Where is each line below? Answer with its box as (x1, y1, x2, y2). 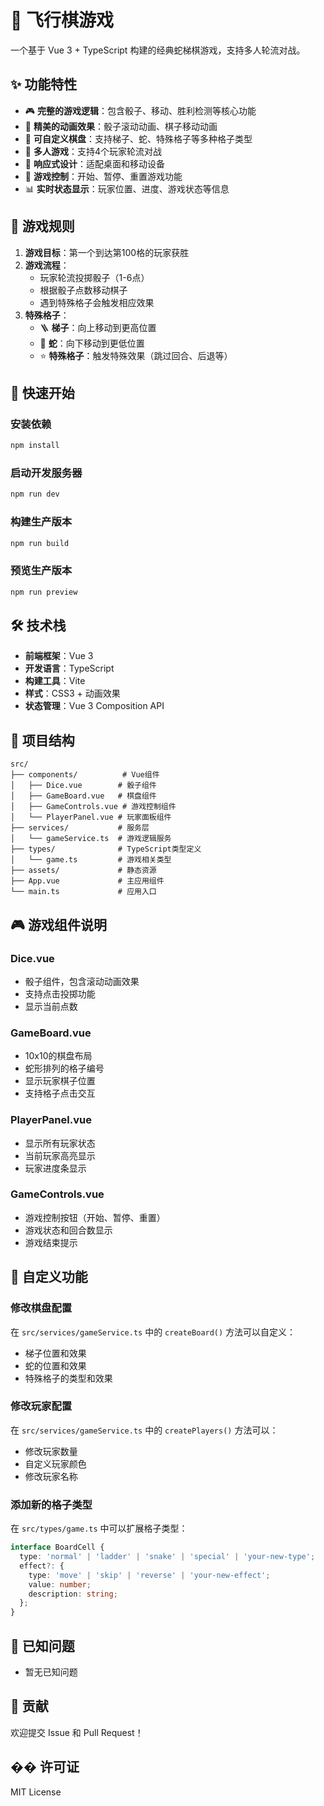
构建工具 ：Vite (24, 675, 86, 687)
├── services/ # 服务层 (10, 823, 150, 833)
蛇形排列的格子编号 (24, 1062, 105, 1075)
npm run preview (10, 587, 78, 597)
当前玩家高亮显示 (24, 1149, 96, 1161)
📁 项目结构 (10, 732, 75, 749)
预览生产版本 (10, 564, 73, 578)
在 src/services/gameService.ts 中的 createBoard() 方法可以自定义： (10, 1326, 297, 1338)
